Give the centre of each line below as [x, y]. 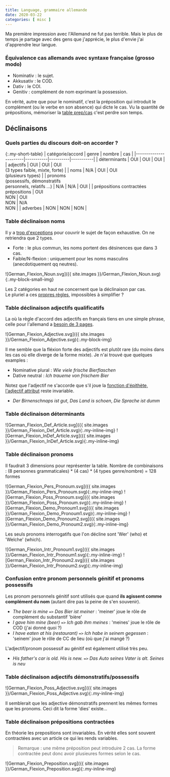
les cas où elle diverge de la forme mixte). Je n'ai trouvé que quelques [79, 355]
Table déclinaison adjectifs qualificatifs [55, 308]
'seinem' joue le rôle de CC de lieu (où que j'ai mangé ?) [71, 638]
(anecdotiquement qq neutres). [45, 264]
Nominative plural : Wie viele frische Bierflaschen [64, 370]
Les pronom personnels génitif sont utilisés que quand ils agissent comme [84, 596]
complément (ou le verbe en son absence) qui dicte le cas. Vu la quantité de [85, 107]
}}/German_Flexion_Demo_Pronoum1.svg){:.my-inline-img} [66, 513]
